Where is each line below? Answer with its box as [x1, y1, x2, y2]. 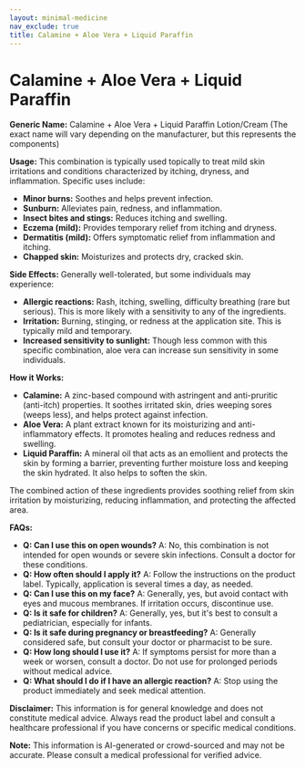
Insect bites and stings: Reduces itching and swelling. [22, 213, 228, 223]
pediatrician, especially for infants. [22, 618, 153, 629]
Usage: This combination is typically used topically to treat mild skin [9, 156, 266, 167]
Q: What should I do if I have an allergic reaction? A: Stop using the [22, 676, 279, 687]
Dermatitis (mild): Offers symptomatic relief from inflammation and [22, 232, 276, 243]
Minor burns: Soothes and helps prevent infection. [22, 193, 214, 204]
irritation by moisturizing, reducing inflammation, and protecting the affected [9, 494, 296, 506]
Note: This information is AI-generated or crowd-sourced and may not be [9, 740, 285, 751]
